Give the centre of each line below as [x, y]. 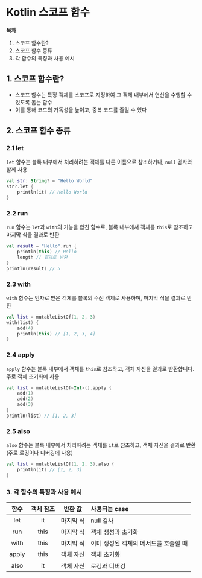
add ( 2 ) [25, 399]
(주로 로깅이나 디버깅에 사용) [40, 453]
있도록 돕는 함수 [33, 102]
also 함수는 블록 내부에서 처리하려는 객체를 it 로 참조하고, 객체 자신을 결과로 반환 [101, 445]
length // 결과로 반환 [43, 257]
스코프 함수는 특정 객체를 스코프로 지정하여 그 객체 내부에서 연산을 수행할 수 [103, 95]
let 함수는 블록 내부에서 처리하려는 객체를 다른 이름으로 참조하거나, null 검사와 [99, 162]
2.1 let [15, 148]
